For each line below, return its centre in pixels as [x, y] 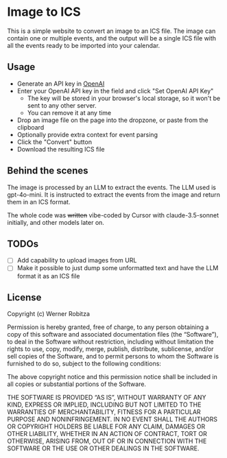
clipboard [31, 127]
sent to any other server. [62, 105]
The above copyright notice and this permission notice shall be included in [112, 377]
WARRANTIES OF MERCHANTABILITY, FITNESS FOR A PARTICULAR [104, 412]
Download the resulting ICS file [61, 149]
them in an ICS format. [39, 202]
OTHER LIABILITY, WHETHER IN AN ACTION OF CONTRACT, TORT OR [107, 434]
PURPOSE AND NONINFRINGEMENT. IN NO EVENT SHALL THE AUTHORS [112, 420]
